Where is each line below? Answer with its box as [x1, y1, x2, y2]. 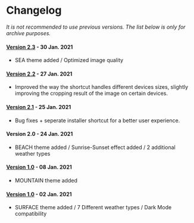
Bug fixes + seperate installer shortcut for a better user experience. [14, 117, 180, 124]
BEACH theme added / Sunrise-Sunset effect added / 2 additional [14, 144, 176, 151]
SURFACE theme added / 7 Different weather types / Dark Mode [14, 204, 172, 211]
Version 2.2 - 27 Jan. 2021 [6, 70, 73, 78]
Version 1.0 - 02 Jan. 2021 [6, 190, 73, 197]
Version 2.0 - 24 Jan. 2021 [6, 131, 73, 138]
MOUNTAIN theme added [14, 176, 77, 184]
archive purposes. [6, 29, 51, 36]
